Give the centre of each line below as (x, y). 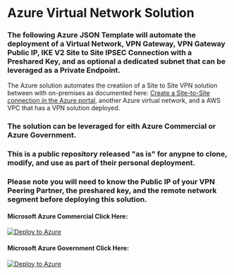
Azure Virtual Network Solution (101, 13)
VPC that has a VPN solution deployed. (64, 108)
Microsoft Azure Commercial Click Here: (68, 216)
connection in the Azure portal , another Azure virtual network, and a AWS (114, 101)
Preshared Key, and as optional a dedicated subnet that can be (117, 61)
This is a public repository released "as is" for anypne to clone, (117, 154)
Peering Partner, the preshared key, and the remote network (112, 190)
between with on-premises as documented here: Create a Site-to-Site (109, 93)
